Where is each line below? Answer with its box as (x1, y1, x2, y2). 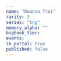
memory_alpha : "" (6, 24, 48, 31)
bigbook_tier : (6, 30, 41, 36)
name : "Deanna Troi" (6, 8, 56, 15)
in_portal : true (6, 41, 45, 47)
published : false (6, 46, 48, 52)
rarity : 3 (6, 14, 30, 20)
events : (6, 35, 25, 41)
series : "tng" (6, 19, 41, 25)
